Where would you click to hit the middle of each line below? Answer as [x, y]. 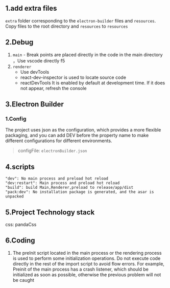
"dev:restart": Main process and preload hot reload [63, 183]
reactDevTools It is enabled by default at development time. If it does [93, 83]
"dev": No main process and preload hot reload [57, 179]
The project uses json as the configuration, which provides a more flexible [83, 130]
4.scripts [20, 167]
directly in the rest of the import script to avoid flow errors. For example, [89, 263]
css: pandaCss [21, 224]
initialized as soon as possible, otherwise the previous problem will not [87, 274]
